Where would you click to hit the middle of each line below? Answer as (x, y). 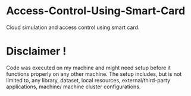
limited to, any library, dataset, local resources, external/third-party (88, 80)
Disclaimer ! (36, 51)
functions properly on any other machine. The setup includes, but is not (94, 74)
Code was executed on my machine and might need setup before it (89, 68)
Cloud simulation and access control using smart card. (73, 27)
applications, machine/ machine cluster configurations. (73, 87)
